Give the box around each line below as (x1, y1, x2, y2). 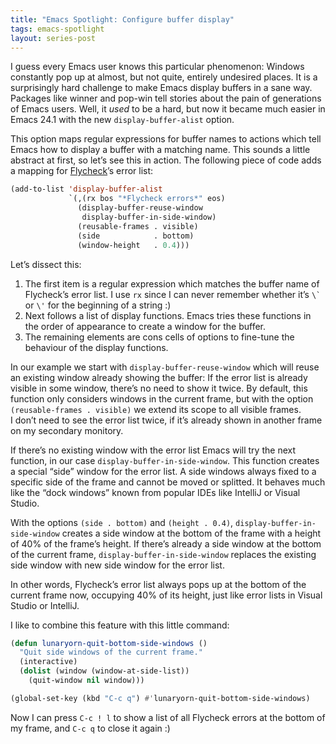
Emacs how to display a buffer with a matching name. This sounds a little (10, 144, 311, 156)
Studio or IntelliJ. (10, 599, 80, 611)
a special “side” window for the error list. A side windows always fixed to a (10, 465, 317, 477)
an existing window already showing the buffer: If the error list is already (10, 371, 308, 383)
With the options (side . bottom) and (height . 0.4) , (10, 516, 234, 528)
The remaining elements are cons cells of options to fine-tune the (24, 331, 295, 343)
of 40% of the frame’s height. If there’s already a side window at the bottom (10, 537, 322, 550)
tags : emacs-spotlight (10, 24, 105, 34)
